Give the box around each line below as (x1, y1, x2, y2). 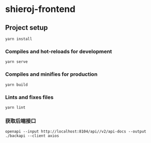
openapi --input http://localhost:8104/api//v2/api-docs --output (5, 129, 146, 134)
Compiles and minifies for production (5, 71, 97, 78)
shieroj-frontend (5, 3, 76, 15)
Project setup (5, 23, 48, 32)
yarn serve (5, 59, 28, 64)
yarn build (5, 82, 28, 87)
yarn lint (5, 105, 26, 110)
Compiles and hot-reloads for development (5, 48, 112, 55)
